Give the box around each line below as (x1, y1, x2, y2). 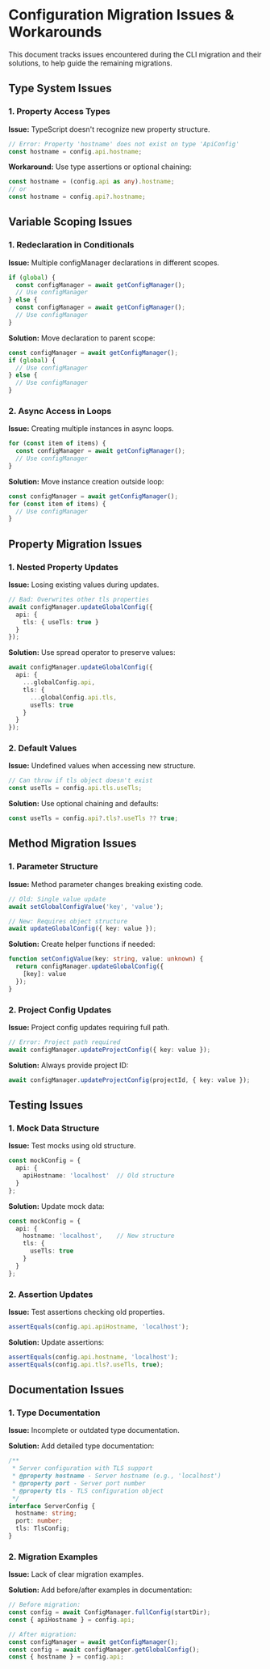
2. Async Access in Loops (8, 405, 112, 416)
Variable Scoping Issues (8, 215, 133, 229)
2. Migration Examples (8, 1551, 98, 1562)
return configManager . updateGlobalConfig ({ (15, 962, 164, 971)
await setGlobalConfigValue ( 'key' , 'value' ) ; (8, 902, 164, 911)
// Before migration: (8, 1601, 81, 1609)
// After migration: (8, 1630, 78, 1638)
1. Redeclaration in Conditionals (8, 239, 135, 251)
